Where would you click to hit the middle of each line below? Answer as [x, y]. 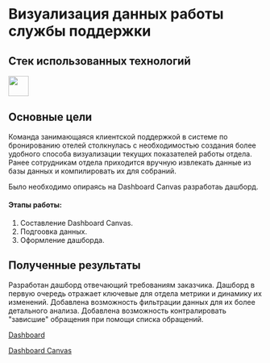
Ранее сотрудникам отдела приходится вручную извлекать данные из [130, 162]
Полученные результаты [75, 266]
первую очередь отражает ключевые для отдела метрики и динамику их [135, 293]
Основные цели [50, 117]
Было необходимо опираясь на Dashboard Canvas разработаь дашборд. [133, 186]
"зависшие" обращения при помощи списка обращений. [106, 319]
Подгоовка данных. [54, 232]
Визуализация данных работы [116, 14]
